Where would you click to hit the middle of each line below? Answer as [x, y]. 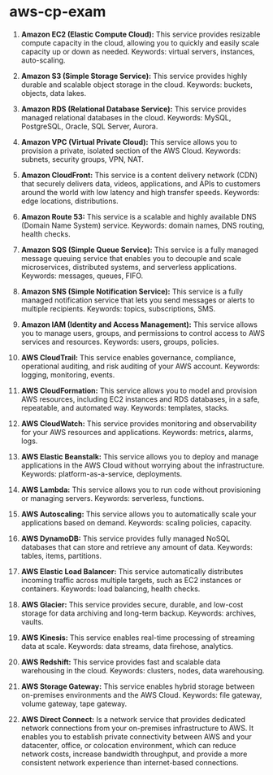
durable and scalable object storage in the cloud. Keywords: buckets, [136, 85]
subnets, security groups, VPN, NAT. [82, 159]
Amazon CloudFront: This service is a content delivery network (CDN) [139, 175]
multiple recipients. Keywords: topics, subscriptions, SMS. [118, 308]
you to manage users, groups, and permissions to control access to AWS [143, 333]
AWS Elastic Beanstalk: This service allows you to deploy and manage [140, 456]
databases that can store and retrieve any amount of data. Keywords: [136, 546]
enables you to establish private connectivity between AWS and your [136, 736]
